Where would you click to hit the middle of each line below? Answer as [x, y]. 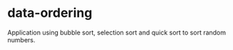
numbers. [21, 39]
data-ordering [50, 13]
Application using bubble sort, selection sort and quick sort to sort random [117, 32]
